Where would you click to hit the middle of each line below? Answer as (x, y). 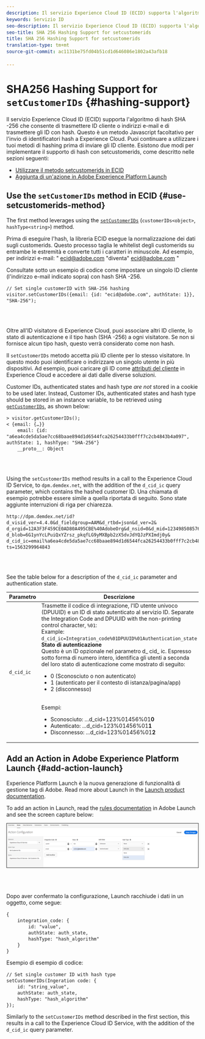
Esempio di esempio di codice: (45, 962)
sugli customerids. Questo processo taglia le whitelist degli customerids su (100, 245)
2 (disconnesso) (71, 689)
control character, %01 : (69, 625)
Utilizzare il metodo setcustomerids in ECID (70, 170)
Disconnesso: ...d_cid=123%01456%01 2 (103, 732)
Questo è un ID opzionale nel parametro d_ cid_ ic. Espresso (116, 651)
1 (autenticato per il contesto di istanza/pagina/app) (116, 683)
